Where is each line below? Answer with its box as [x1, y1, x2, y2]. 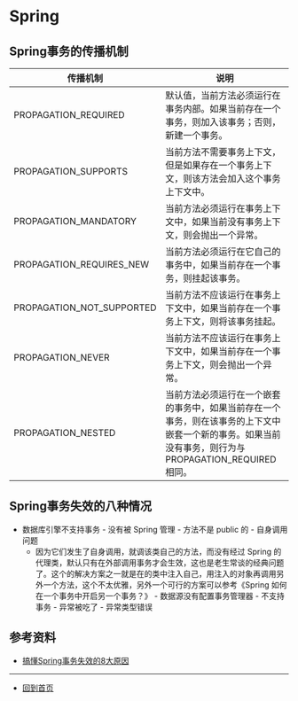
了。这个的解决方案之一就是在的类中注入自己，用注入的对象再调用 [35, 568, 277, 579]
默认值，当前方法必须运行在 [165, 90, 281, 101]
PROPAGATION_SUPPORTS [13, 166, 129, 177]
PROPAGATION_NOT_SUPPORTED [13, 301, 157, 314]
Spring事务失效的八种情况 [9, 499, 153, 514]
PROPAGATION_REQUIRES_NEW [13, 259, 150, 270]
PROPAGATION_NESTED [13, 427, 116, 439]
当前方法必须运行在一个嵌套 [165, 388, 281, 401]
